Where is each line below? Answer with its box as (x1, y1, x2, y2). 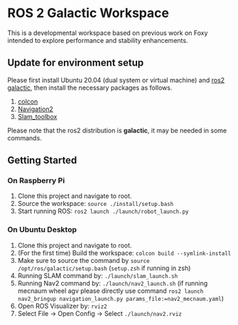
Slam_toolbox (17, 112, 58, 120)
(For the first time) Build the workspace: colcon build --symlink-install (17, 248, 232, 257)
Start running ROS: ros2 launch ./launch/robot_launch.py (17, 207, 189, 215)
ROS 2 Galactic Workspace (7, 5, 169, 21)
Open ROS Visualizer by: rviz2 (17, 301, 108, 310)
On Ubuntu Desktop (7, 225, 77, 234)
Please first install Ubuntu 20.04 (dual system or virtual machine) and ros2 (7, 76, 225, 84)
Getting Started (7, 155, 77, 167)
